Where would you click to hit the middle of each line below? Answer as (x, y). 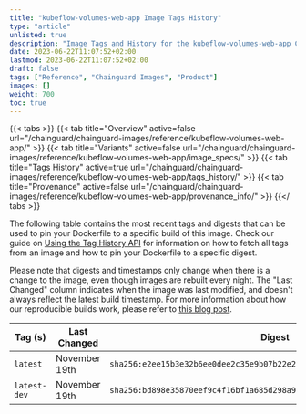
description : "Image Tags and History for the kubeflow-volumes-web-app (150, 43)
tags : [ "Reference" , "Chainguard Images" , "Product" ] (114, 78)
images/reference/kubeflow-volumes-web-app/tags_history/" (125, 177)
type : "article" (40, 26)
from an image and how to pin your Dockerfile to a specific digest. (133, 253)
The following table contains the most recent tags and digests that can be (148, 223)
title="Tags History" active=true (69, 167)
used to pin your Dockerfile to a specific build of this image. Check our (142, 233)
